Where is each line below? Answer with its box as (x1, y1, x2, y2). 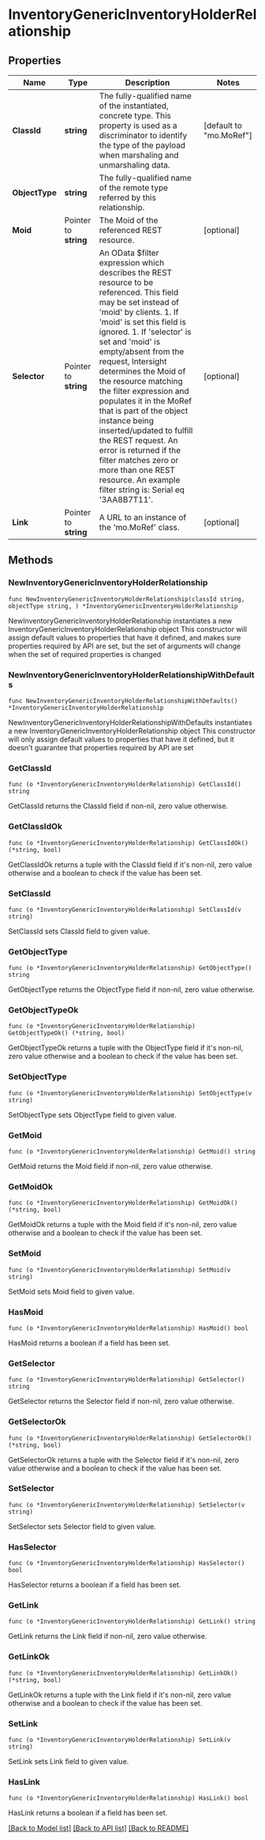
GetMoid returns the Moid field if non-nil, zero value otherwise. (8, 1162, 213, 1171)
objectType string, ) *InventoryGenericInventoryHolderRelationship (8, 602, 238, 610)
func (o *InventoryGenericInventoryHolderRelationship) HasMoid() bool (8, 1324, 248, 1332)
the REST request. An (99, 435, 179, 445)
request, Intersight (99, 356, 167, 366)
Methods (8, 554, 54, 567)
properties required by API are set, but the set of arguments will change (8, 641, 241, 651)
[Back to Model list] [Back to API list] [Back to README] (8, 1823, 189, 1833)
